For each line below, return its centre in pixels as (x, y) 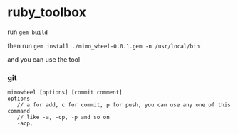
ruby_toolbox (47, 12)
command (19, 111)
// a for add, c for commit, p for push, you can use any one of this (124, 105)
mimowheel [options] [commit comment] (65, 93)
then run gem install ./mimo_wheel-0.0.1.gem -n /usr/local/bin (104, 45)
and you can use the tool (44, 59)
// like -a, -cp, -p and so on (63, 118)
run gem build (28, 32)
